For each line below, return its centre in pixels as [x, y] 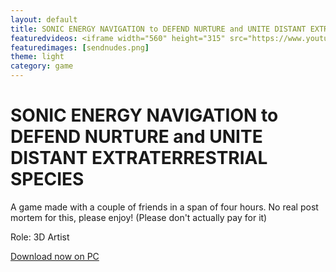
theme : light [37, 57]
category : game [42, 66]
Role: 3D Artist [40, 237]
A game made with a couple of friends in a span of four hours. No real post [164, 207]
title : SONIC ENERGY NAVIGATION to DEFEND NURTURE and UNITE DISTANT [158, 29]
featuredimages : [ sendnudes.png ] [80, 47]
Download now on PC [55, 256]
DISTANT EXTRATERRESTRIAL [139, 158]
